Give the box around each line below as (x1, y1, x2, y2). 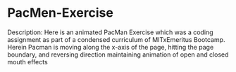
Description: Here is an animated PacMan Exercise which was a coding (7, 28, 213, 36)
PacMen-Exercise (7, 5, 114, 21)
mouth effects (7, 57, 48, 66)
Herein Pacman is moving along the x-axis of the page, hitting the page (7, 43, 214, 51)
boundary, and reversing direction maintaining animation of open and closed (7, 50, 229, 59)
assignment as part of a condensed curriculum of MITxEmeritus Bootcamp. (7, 35, 225, 43)
